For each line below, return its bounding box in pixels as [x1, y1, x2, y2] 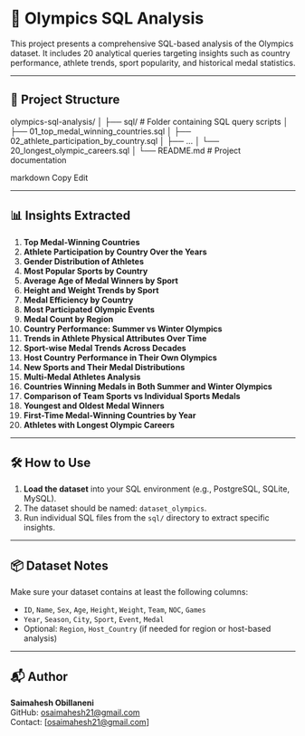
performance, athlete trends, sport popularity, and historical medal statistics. [10, 57, 297, 68]
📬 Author [10, 669, 69, 684]
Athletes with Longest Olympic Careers [23, 419, 176, 430]
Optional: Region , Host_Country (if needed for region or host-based [23, 624, 272, 635]
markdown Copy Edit [10, 172, 89, 183]
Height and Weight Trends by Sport [23, 284, 159, 295]
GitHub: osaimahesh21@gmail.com [10, 707, 140, 718]
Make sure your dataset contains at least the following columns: [10, 587, 248, 597]
